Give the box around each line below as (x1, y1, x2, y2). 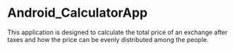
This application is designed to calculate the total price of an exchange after (7, 28, 228, 36)
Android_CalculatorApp (7, 5, 148, 21)
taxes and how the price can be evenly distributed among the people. (7, 35, 209, 43)
